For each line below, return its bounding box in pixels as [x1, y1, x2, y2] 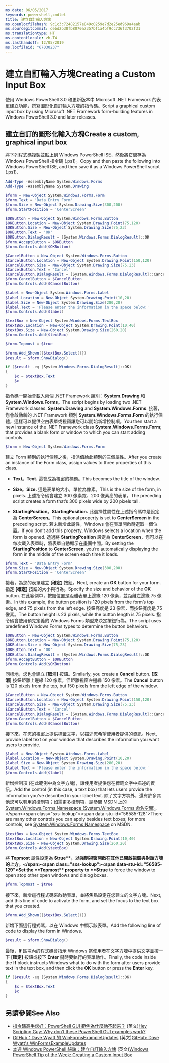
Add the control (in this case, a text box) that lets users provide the [14, 786, 152, 792]
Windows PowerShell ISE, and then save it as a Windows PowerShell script [5, 164, 160, 170]
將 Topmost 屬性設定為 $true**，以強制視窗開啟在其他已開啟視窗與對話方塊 [5, 855, 163, 861]
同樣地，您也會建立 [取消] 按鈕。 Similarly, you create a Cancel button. [5, 671, 151, 677]
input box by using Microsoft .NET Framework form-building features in [5, 108, 153, 114]
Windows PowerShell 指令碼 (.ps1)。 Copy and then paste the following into [5, 158, 160, 164]
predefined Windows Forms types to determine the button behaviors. [5, 623, 149, 629]
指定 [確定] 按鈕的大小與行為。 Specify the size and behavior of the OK [5, 586, 151, 593]
